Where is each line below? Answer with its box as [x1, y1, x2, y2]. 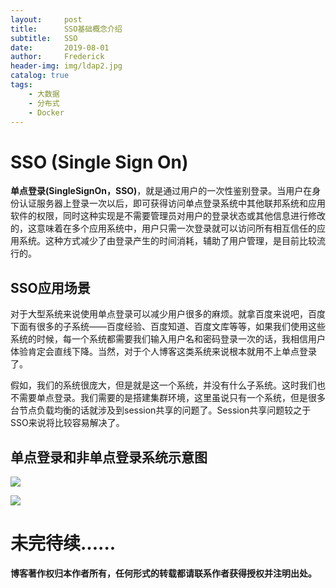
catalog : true [10, 71, 70, 81]
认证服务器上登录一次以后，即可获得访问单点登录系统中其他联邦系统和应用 [18, 197, 326, 210]
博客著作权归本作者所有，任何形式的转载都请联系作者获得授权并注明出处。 [10, 567, 317, 579]
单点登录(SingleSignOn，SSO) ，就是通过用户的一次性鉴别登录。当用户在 [10, 185, 313, 197]
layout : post [10, 14, 83, 25]
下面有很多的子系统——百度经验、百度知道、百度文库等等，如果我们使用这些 [10, 321, 326, 333]
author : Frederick [10, 52, 105, 62]
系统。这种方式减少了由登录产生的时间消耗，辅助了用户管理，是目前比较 [18, 235, 317, 247]
